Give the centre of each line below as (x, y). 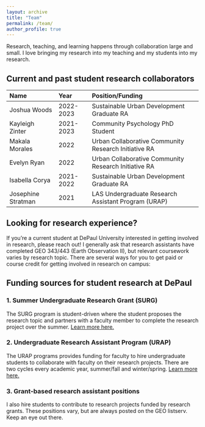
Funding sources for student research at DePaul (99, 283)
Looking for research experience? (72, 223)
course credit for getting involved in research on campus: (78, 264)
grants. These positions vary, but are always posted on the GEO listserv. (97, 411)
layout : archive (27, 12)
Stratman (23, 202)
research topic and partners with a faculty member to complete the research (103, 320)
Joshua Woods (31, 110)
